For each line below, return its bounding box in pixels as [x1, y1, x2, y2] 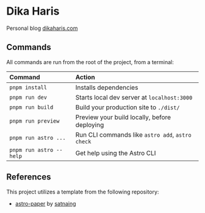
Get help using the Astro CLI [75, 148, 156, 157]
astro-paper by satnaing [15, 200, 76, 207]
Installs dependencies [75, 83, 138, 92]
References [6, 172, 51, 182]
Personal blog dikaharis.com [6, 24, 78, 32]
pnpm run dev [9, 93, 48, 101]
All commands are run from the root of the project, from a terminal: [6, 58, 174, 65]
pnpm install [9, 84, 48, 91]
